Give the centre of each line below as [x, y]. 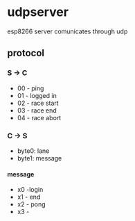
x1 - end [29, 197]
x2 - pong [31, 204]
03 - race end [37, 110]
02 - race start [38, 103]
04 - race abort [39, 117]
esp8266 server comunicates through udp [67, 31]
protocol [26, 53]
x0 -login [30, 190]
